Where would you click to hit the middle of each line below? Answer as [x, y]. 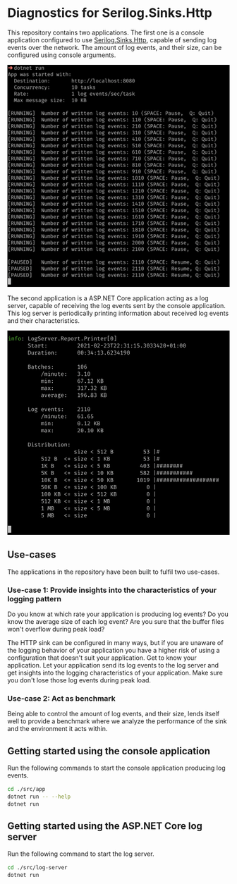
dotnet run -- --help [39, 797]
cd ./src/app [26, 790]
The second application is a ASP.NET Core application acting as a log [108, 298]
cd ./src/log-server [38, 868]
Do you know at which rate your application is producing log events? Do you [118, 614]
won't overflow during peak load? [56, 629]
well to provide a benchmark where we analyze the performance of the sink [117, 721]
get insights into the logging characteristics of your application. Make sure [115, 673]
